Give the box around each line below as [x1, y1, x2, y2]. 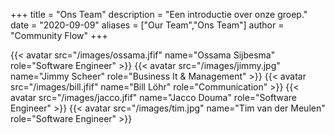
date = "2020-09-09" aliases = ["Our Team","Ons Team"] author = [10, 19, 285, 31]
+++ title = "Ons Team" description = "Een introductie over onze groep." [10, 9, 308, 20]
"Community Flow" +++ [10, 30, 108, 41]
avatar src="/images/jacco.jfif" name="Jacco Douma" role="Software [10, 92, 298, 103]
